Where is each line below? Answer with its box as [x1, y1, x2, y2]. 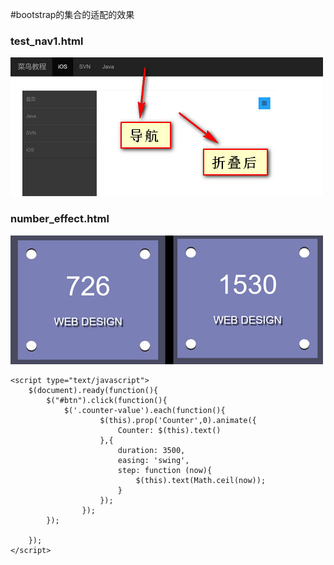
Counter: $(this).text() [117, 425, 222, 435]
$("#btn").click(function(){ [46, 395, 168, 405]
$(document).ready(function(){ [28, 385, 159, 395]
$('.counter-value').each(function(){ [63, 405, 226, 415]
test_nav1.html [10, 34, 84, 48]
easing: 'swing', [117, 455, 190, 465]
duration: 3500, [117, 445, 186, 455]
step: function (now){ [117, 465, 213, 475]
